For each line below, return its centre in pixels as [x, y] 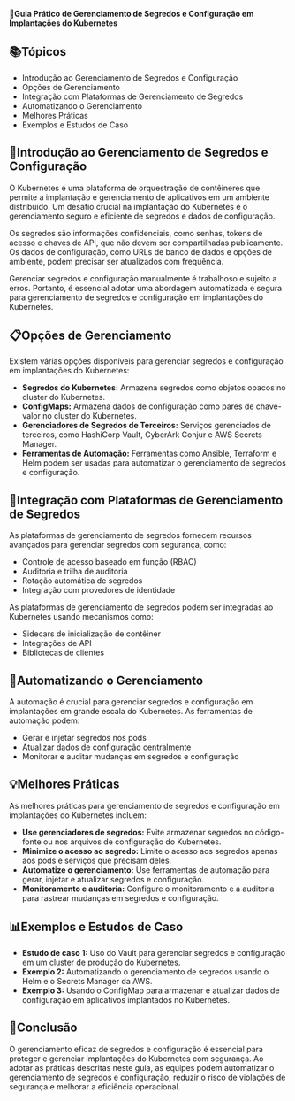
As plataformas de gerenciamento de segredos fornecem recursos [130, 535]
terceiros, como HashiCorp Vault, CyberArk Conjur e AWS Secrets [142, 435]
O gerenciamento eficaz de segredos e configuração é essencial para [136, 1049]
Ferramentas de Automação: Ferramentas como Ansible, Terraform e [149, 454]
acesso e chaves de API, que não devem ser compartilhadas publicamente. [146, 243]
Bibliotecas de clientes [63, 653]
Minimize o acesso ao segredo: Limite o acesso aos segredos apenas [150, 851]
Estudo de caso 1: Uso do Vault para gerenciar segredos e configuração [154, 952]
